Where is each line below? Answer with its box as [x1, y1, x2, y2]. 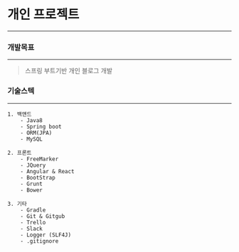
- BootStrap [20, 174, 55, 181]
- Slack [20, 225, 43, 232]
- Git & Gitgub [20, 212, 65, 220]
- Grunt [20, 180, 43, 187]
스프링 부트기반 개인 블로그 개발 [24, 67, 112, 75]
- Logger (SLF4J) [20, 231, 72, 239]
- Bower [20, 186, 43, 194]
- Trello [20, 219, 46, 226]
